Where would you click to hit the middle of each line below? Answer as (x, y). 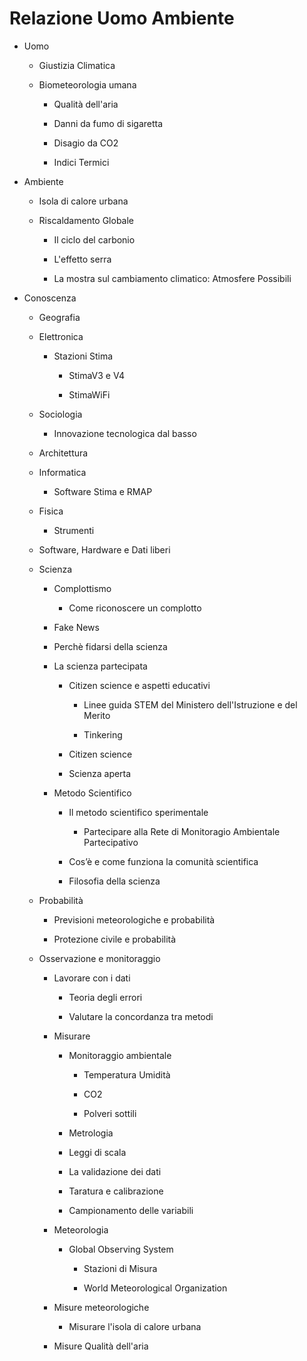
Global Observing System (121, 1249)
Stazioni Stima (83, 356)
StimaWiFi (89, 394)
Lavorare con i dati (92, 978)
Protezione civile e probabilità (115, 939)
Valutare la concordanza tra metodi (141, 1016)
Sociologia (60, 414)
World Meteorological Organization (155, 1288)
